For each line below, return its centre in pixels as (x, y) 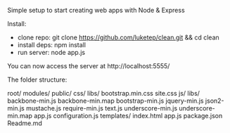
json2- (215, 101)
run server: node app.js (51, 52)
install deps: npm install (52, 45)
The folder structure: (37, 80)
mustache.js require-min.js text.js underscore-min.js (102, 108)
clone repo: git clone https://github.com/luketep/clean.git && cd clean (118, 37)
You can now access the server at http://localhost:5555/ (89, 66)
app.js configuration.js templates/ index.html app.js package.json (128, 116)
